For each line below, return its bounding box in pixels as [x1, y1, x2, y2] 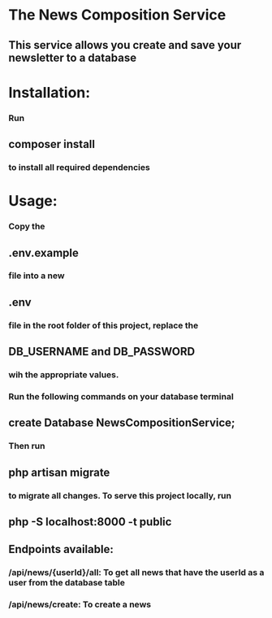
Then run [8, 441, 45, 452]
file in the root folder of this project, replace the [8, 320, 199, 331]
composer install [8, 137, 96, 151]
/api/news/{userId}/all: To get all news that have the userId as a [8, 567, 265, 578]
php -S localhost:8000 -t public [8, 515, 172, 529]
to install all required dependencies [8, 162, 150, 172]
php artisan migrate [8, 465, 110, 479]
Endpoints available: [8, 542, 114, 556]
